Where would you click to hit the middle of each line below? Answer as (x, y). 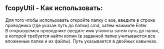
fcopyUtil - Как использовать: (54, 8)
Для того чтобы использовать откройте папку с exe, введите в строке (80, 20)
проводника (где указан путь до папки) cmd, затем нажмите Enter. (76, 25)
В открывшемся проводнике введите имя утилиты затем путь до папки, (82, 30)
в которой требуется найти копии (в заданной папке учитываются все (80, 36)
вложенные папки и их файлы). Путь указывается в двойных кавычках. (81, 41)
